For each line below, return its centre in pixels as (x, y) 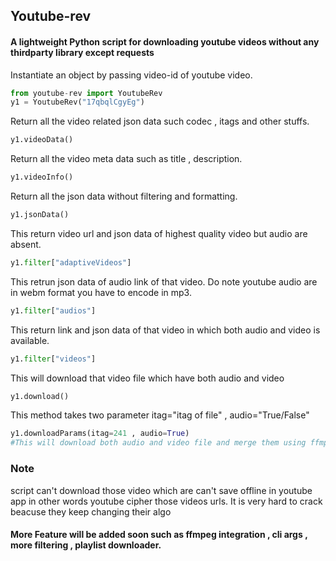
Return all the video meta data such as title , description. (126, 159)
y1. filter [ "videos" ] (53, 359)
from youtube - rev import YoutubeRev (86, 93)
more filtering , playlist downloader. (86, 545)
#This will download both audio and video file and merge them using (158, 443)
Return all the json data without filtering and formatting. (124, 196)
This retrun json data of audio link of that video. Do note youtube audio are (164, 281)
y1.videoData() (42, 140)
